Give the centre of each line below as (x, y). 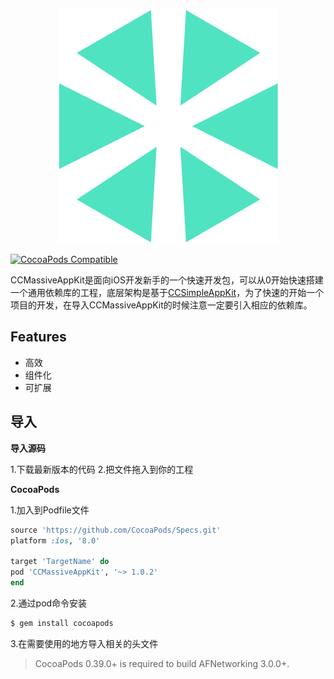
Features (38, 337)
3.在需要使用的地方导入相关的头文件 (84, 643)
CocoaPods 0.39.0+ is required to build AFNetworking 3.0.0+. (162, 663)
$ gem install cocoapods (62, 623)
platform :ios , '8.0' (55, 540)
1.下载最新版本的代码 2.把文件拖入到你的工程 (102, 469)
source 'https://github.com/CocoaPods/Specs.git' (116, 530)
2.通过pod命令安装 (49, 603)
